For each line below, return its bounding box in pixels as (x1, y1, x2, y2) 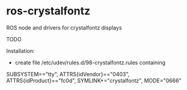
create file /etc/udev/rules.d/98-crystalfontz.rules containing (14, 59, 166, 66)
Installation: (6, 47, 35, 55)
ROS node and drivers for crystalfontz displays (6, 24, 122, 31)
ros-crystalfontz (6, 4, 91, 18)
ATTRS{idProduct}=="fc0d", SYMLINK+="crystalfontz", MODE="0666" (6, 77, 182, 84)
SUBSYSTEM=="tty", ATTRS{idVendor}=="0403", (6, 70, 130, 77)
